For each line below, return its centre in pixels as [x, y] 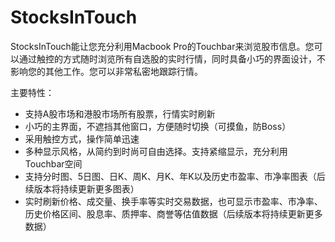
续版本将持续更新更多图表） [82, 188]
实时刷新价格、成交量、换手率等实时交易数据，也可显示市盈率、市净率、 [173, 201]
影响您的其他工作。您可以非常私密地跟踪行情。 [106, 71]
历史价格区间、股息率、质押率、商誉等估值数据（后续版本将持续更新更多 [173, 213]
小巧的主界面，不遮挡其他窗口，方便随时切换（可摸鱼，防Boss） [158, 126]
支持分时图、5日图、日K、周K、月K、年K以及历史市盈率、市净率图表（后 [175, 176]
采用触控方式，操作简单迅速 [82, 138]
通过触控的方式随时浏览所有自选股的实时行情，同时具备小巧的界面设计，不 [172, 58]
